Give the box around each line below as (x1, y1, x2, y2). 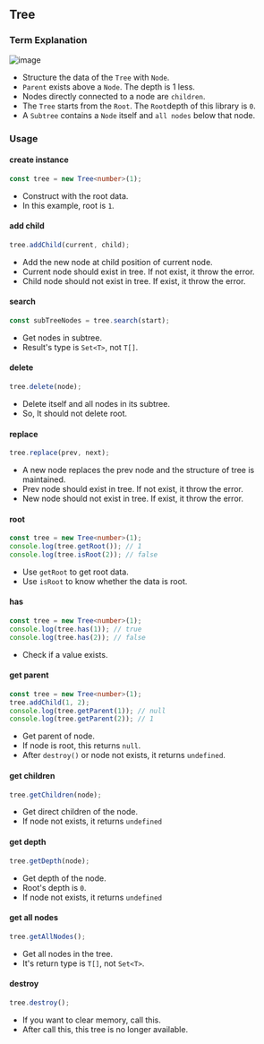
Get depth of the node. (21, 873, 106, 884)
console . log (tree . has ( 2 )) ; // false (9, 633, 146, 642)
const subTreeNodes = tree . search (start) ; (9, 315, 170, 325)
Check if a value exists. (21, 649, 108, 660)
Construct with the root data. (21, 190, 129, 201)
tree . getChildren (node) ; (9, 790, 102, 799)
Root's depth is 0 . (21, 882, 87, 893)
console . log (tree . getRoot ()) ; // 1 (9, 542, 142, 551)
